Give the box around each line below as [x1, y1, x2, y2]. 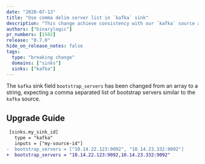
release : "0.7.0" [6, 37, 51, 43]
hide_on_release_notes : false [6, 43, 84, 49]
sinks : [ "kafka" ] [12, 65, 56, 72]
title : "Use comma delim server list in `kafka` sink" [6, 15, 149, 21]
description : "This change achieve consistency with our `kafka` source [6, 20, 195, 26]
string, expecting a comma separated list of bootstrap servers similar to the [6, 89, 196, 96]
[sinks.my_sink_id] [9, 129, 59, 135]
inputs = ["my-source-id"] [14, 140, 84, 146]
